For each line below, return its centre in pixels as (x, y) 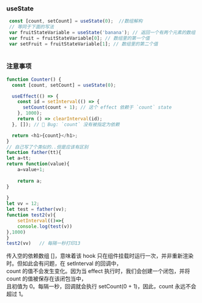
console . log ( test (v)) (45, 226)
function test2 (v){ (31, 215)
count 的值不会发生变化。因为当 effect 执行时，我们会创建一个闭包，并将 (98, 271)
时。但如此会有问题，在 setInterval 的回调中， (64, 263)
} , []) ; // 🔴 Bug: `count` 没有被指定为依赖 (66, 124)
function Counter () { (34, 79)
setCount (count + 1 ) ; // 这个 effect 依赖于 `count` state (97, 108)
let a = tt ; (19, 158)
